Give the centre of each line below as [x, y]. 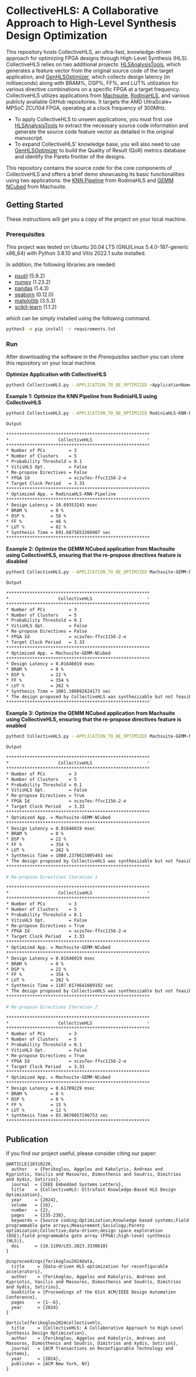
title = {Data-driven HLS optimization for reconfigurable [90, 1267]
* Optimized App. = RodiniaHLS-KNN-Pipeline [61, 494]
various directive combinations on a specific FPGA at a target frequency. [93, 89]
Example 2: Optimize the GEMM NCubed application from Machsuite [90, 549]
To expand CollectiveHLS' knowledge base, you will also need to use [97, 144]
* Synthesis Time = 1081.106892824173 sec [58, 691]
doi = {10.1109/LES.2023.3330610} [60, 1246]
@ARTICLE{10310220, [30, 1164]
